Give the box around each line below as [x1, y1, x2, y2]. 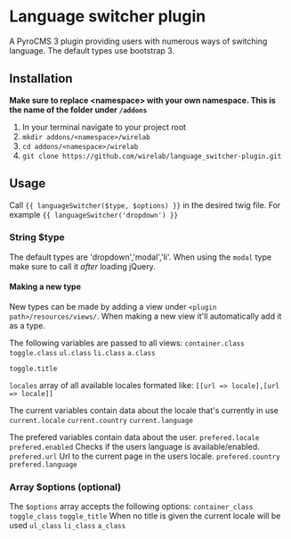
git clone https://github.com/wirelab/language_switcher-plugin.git [21, 152, 282, 161]
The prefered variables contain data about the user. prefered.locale [9, 432, 260, 443]
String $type [9, 231, 65, 244]
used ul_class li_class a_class [9, 520, 126, 531]
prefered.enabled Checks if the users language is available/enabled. [9, 442, 260, 452]
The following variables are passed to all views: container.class [9, 337, 245, 349]
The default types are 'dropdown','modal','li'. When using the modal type [9, 252, 272, 262]
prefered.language [9, 460, 77, 469]
